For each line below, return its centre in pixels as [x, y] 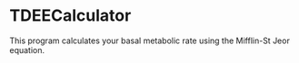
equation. [27, 49]
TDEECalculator [70, 16]
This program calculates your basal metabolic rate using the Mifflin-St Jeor [150, 40]
